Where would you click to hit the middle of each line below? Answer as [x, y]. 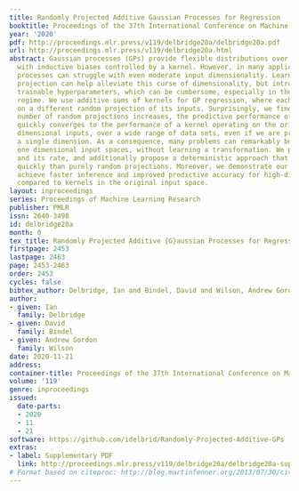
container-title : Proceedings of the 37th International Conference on [145, 373]
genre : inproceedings [49, 390]
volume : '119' [36, 382]
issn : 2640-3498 [39, 216]
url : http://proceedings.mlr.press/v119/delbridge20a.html [121, 51]
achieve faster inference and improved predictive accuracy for [139, 174]
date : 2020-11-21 [41, 357]
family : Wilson [45, 348]
